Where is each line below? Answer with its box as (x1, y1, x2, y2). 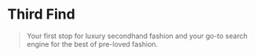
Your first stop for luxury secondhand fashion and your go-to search (26, 31, 248, 40)
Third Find (7, 5, 75, 23)
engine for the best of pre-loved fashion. (26, 39, 158, 48)
